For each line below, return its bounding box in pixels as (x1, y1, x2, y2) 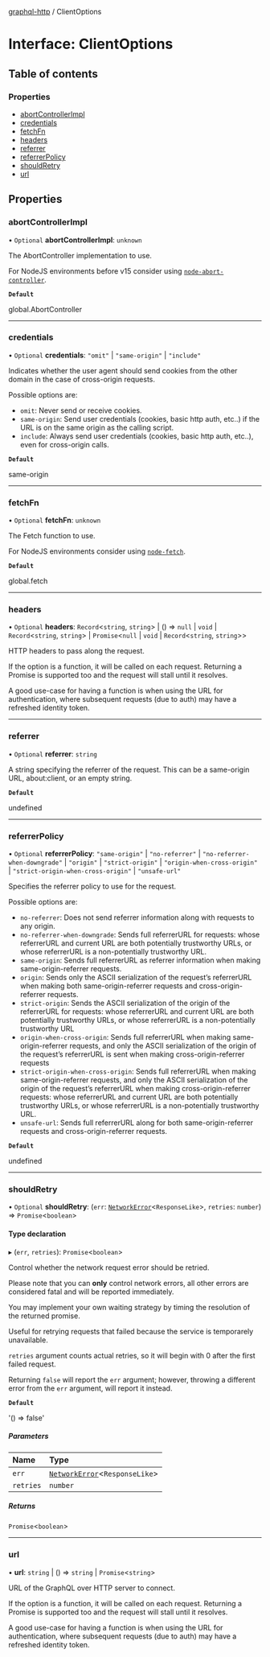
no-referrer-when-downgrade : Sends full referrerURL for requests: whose (19, 929, 260, 940)
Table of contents (8, 67, 98, 80)
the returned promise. (8, 1311, 80, 1321)
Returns (8, 1501, 36, 1511)
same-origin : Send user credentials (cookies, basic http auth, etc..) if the (19, 414, 260, 423)
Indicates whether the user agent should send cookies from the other (8, 365, 238, 375)
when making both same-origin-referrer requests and (19, 981, 198, 991)
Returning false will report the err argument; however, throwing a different (8, 1375, 256, 1384)
